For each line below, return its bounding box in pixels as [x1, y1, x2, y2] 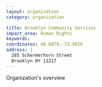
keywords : [6, 36, 31, 42]
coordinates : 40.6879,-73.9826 [6, 41, 83, 47]
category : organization [6, 14, 65, 20]
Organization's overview [6, 74, 65, 81]
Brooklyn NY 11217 [11, 57, 57, 64]
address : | [6, 47, 33, 53]
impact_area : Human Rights [6, 30, 73, 36]
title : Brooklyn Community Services [6, 25, 96, 31]
